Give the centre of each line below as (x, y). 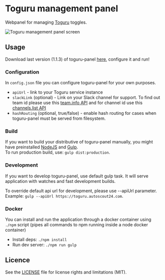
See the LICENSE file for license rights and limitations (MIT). (66, 272)
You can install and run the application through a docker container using (78, 219)
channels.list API (29, 108)
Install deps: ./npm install (40, 239)
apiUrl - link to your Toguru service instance (58, 92)
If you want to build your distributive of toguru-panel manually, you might (79, 142)
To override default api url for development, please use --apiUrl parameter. (81, 191)
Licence (18, 260)
